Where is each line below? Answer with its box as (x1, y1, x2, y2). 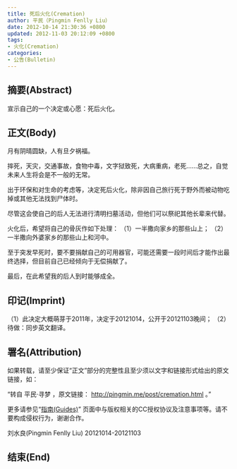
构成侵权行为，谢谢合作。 (13, 414, 88, 422)
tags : (7, 37, 23, 44)
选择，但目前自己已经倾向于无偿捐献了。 (13, 257, 131, 265)
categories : (7, 50, 42, 57)
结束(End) (7, 451, 51, 463)
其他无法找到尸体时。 (19, 195, 82, 203)
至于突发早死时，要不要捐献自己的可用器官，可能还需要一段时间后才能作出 (7, 248, 224, 257)
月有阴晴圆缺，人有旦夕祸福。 (7, 147, 94, 155)
